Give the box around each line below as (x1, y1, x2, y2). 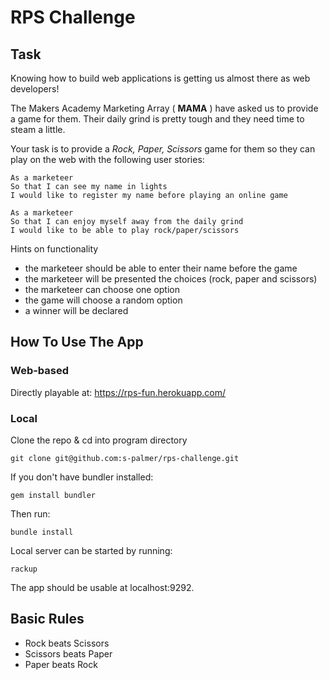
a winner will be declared (24, 305, 129, 316)
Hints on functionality (10, 243, 99, 255)
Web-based (10, 364, 70, 378)
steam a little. (10, 124, 66, 135)
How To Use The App (10, 334, 144, 351)
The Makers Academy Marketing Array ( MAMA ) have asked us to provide (10, 102, 319, 114)
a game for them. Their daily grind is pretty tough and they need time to (10, 113, 305, 125)
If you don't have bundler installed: (10, 471, 154, 483)
